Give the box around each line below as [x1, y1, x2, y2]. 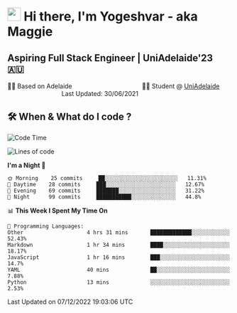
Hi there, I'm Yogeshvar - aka [23, 9, 199, 25]
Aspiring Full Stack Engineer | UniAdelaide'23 [7, 52, 214, 64]
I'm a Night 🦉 [7, 161, 46, 169]
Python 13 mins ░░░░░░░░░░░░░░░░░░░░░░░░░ [7, 278, 231, 286]
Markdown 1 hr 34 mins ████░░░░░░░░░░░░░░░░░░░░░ [7, 241, 231, 248]
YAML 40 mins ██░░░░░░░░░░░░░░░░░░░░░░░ [7, 266, 231, 273]
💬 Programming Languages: [7, 223, 84, 230]
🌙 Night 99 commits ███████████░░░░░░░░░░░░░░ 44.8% [7, 193, 202, 201]
